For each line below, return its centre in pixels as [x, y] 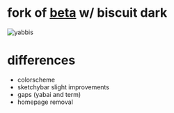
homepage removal [45, 102]
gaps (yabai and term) [49, 94]
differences [41, 60]
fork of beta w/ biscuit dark [87, 13]
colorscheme [36, 80]
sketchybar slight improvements [63, 87]
